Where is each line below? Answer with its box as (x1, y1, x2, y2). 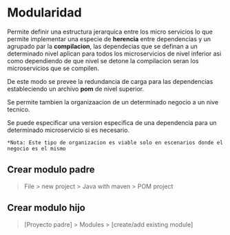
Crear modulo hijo (7, 202, 86, 214)
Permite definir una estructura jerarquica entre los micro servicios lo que (7, 27, 213, 36)
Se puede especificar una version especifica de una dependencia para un (7, 118, 217, 126)
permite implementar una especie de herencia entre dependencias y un (7, 34, 211, 43)
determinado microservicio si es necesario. (7, 126, 129, 134)
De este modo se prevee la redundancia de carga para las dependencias (7, 77, 213, 85)
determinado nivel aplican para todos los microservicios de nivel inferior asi (7, 49, 222, 58)
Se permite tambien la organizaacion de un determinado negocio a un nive (7, 98, 219, 106)
